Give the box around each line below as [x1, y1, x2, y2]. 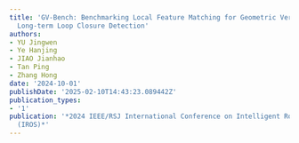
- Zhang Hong [9, 71, 58, 80]
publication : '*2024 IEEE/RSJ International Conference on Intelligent [9, 112, 280, 121]
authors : [9, 29, 42, 38]
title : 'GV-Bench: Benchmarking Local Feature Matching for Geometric [9, 12, 277, 22]
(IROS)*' [17, 121, 50, 130]
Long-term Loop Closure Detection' [17, 21, 149, 30]
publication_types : [9, 95, 82, 105]
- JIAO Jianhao [9, 54, 66, 63]
